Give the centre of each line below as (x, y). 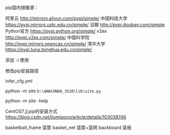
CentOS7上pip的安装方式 (31, 111)
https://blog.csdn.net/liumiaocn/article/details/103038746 (66, 117)
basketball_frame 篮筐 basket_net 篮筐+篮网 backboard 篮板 (68, 127)
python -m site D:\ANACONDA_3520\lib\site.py (53, 91)
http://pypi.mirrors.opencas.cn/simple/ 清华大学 (55, 44)
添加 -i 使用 (17, 60)
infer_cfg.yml (19, 81)
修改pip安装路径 (22, 71)
